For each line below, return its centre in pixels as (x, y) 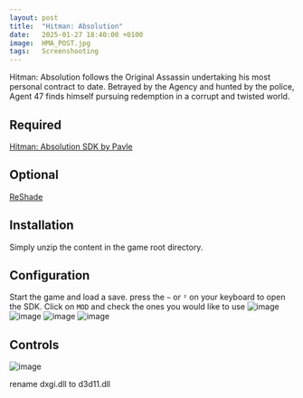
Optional (34, 175)
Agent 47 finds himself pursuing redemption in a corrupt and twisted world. (150, 97)
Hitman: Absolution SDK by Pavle (71, 147)
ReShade (26, 196)
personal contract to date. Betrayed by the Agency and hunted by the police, (152, 87)
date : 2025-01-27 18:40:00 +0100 (76, 34)
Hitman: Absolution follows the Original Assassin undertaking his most (140, 77)
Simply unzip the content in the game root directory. (106, 247)
